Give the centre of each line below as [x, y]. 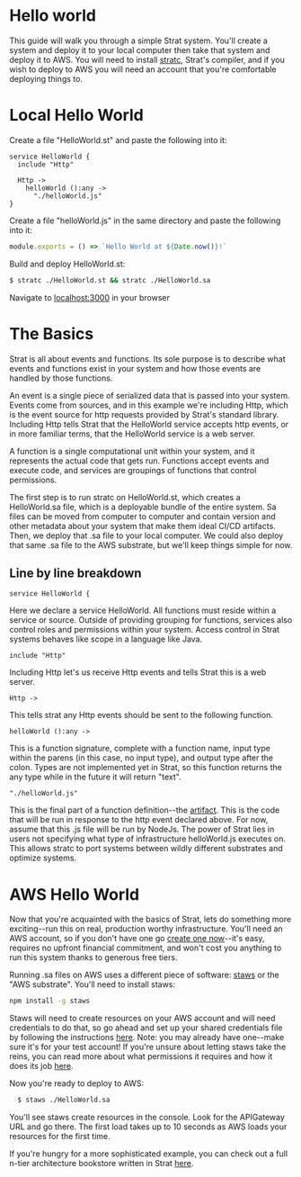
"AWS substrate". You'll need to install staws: [93, 984]
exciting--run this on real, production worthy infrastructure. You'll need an [146, 929]
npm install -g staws [50, 1001]
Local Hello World [76, 116]
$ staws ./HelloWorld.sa [64, 1100]
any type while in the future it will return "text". [95, 777]
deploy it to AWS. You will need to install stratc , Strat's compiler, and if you [147, 59]
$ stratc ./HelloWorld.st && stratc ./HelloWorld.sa [110, 280]
